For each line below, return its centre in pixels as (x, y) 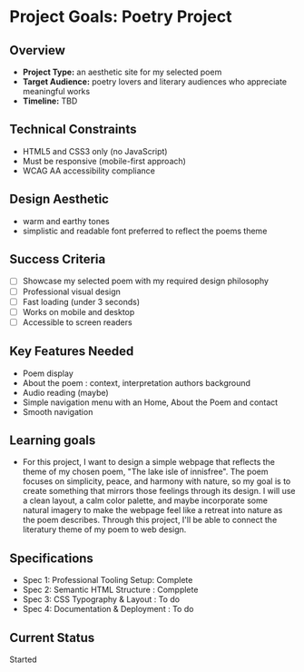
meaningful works (56, 91)
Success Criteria (58, 259)
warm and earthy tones (66, 221)
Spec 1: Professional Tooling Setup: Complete (108, 580)
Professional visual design (71, 292)
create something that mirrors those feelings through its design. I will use (159, 491)
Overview (38, 50)
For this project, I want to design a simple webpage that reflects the (148, 462)
